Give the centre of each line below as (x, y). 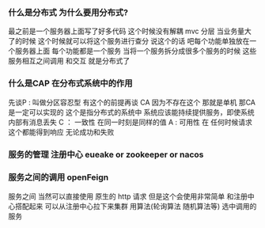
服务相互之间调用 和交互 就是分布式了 (69, 61)
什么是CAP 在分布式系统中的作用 (70, 83)
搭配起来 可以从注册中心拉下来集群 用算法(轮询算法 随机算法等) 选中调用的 (136, 206)
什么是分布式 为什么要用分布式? (68, 12)
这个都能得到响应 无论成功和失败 (61, 131)
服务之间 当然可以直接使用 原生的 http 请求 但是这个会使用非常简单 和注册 (128, 196)
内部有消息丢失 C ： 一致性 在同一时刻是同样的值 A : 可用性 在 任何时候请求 (131, 122)
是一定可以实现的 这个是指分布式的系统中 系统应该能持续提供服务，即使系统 (131, 112)
